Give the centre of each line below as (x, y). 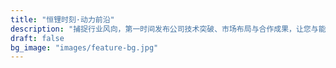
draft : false (37, 38)
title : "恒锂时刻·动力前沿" (62, 19)
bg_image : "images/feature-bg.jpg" (84, 47)
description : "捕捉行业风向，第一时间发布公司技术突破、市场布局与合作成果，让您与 (164, 29)
